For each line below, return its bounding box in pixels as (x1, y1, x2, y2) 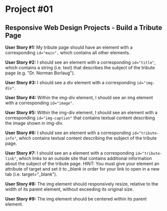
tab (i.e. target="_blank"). (5, 171, 57, 177)
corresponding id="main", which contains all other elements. (5, 50, 131, 55)
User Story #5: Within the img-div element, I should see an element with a (5, 110, 158, 115)
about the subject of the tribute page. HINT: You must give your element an (5, 161, 160, 167)
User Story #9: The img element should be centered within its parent (5, 196, 147, 202)
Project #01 (5, 3, 53, 15)
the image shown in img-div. (5, 120, 64, 126)
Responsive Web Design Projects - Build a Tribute (5, 23, 163, 32)
